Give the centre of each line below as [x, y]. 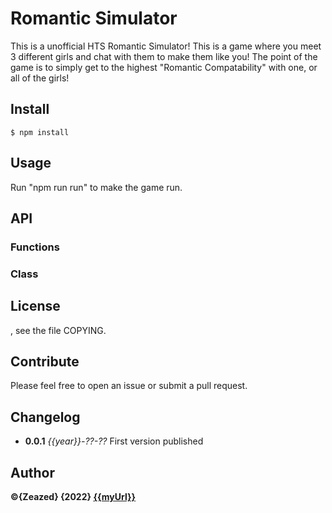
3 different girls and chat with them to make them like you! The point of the [164, 56]
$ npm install [40, 132]
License [35, 306]
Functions [35, 247]
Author [32, 472]
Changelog [45, 417]
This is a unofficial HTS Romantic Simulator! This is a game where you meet [166, 46]
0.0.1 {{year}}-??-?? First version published [114, 441]
